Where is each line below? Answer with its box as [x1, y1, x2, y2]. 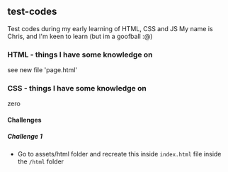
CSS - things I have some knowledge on [7, 84, 147, 93]
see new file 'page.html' [7, 66, 78, 74]
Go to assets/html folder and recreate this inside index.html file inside [17, 149, 222, 158]
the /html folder [17, 157, 64, 166]
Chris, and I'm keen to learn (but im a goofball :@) [7, 32, 153, 40]
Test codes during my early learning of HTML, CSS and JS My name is [7, 24, 214, 33]
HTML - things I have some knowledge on [7, 50, 154, 59]
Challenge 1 [7, 132, 42, 140]
